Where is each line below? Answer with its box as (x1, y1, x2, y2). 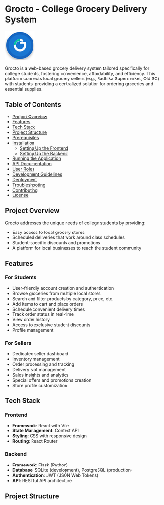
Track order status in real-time (12, 311, 74, 317)
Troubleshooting (12, 182, 46, 188)
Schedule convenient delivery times (12, 306, 85, 312)
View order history (12, 317, 50, 323)
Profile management (12, 327, 54, 333)
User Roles (12, 166, 35, 172)
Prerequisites (12, 134, 39, 140)
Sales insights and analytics (12, 372, 69, 378)
